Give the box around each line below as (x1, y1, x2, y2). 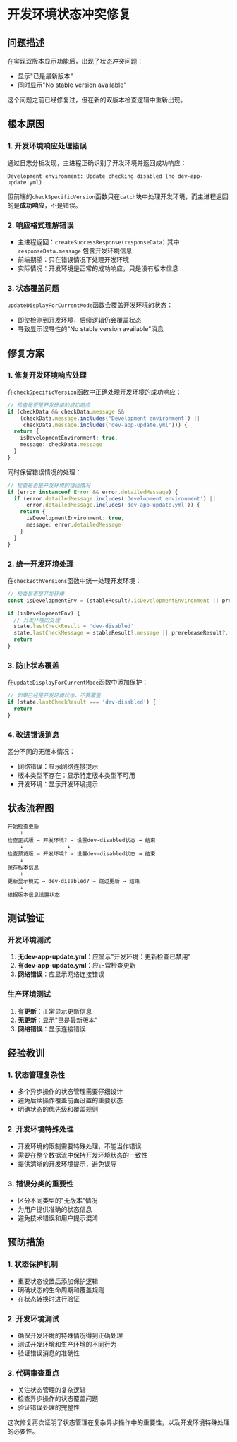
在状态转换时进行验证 (17, 1294, 80, 1303)
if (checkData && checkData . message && (7, 408, 125, 415)
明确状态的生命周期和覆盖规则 (17, 1285, 104, 1294)
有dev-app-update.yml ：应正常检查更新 (17, 961, 136, 970)
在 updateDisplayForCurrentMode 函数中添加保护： (7, 678, 149, 687)
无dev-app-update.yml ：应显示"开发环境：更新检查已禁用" (17, 952, 191, 961)
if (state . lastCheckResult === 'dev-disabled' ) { (7, 699, 157, 706)
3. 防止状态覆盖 (7, 661, 60, 671)
